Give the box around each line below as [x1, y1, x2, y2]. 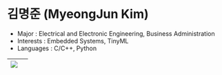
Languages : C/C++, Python [17, 44, 97, 52]
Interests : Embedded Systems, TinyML [17, 36, 129, 45]
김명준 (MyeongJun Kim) [7, 6, 150, 22]
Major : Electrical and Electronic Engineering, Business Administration [17, 29, 215, 38]
